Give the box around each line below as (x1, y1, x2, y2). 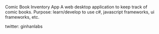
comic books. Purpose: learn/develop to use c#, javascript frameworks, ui (5, 9, 155, 15)
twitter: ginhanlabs (5, 23, 43, 29)
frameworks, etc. (5, 14, 40, 20)
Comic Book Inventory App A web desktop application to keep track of (5, 4, 148, 10)
